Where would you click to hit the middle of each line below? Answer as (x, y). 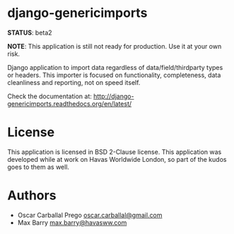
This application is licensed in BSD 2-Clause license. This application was (115, 152)
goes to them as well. (38, 167)
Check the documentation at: (49, 96)
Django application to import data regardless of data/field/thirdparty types (115, 67)
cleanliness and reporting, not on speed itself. (74, 82)
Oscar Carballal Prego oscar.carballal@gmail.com (90, 215)
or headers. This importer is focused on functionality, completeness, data (114, 75)
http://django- (113, 96)
